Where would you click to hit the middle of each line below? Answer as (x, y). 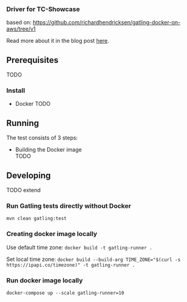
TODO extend (24, 190)
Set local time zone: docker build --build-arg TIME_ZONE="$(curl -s (94, 259)
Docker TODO (33, 104)
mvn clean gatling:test (37, 219)
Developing (28, 175)
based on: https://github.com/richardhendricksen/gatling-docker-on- (94, 23)
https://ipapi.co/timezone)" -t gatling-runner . (71, 265)
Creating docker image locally (52, 234)
